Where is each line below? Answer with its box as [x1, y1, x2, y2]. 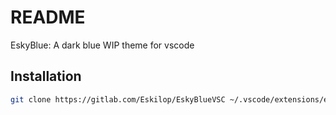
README [10, 6, 86, 29]
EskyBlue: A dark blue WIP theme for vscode [10, 39, 195, 51]
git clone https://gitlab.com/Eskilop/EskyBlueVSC [10, 94, 226, 105]
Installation [10, 68, 82, 85]
